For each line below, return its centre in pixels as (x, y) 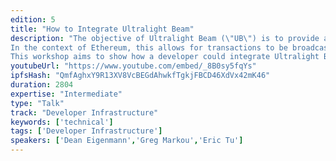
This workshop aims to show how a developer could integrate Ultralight (165, 57)
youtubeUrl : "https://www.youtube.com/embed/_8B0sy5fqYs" (133, 66)
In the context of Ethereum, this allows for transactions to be (149, 47)
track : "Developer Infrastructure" (84, 112)
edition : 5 (33, 19)
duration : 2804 (42, 85)
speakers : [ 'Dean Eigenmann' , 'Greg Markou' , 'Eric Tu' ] (127, 141)
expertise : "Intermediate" (66, 94)
